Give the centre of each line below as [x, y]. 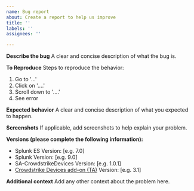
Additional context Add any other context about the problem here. [88, 181]
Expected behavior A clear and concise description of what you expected [97, 110]
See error [27, 98]
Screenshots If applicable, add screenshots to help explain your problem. [97, 128]
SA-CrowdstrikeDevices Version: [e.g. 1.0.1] [68, 164]
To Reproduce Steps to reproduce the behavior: [65, 68]
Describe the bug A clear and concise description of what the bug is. [91, 56]
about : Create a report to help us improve [61, 17]
